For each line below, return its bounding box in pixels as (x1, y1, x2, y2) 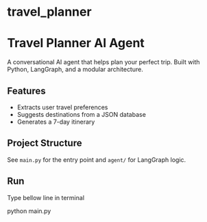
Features (7, 85, 46, 96)
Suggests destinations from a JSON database (16, 110, 146, 118)
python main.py (7, 206, 51, 215)
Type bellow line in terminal (7, 193, 84, 202)
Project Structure (7, 137, 82, 149)
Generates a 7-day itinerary (16, 117, 95, 126)
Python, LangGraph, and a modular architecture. (7, 66, 144, 74)
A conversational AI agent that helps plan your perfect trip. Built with (7, 58, 200, 66)
